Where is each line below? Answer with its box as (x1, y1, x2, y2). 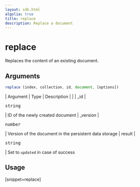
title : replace (5, 16, 36, 21)
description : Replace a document (5, 20, 73, 26)
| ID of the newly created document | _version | (5, 112, 99, 118)
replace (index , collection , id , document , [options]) (5, 85, 119, 90)
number (5, 121, 21, 127)
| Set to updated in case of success (5, 149, 75, 155)
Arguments (5, 72, 40, 80)
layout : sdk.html (5, 7, 40, 12)
